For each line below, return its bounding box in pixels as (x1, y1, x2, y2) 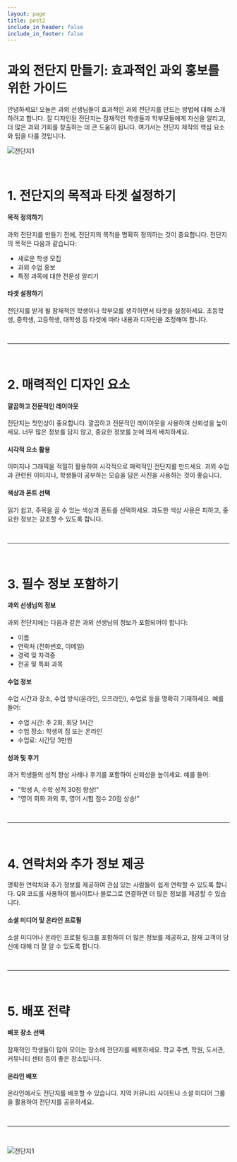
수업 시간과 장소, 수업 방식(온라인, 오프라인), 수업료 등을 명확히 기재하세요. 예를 (7, 694, 224, 703)
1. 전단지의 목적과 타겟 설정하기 (7, 188, 176, 204)
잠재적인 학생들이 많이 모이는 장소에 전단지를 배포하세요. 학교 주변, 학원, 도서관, (7, 1045, 226, 1054)
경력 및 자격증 (17, 650, 56, 659)
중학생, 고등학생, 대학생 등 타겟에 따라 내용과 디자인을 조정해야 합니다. (16, 315, 208, 323)
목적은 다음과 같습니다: (14, 238, 78, 248)
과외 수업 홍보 (17, 263, 56, 271)
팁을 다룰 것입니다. (14, 132, 66, 140)
